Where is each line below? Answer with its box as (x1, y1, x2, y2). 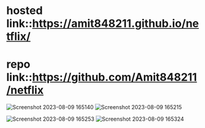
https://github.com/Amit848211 (32, 71, 197, 84)
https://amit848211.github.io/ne (32, 16, 199, 30)
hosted (6, 4, 43, 18)
